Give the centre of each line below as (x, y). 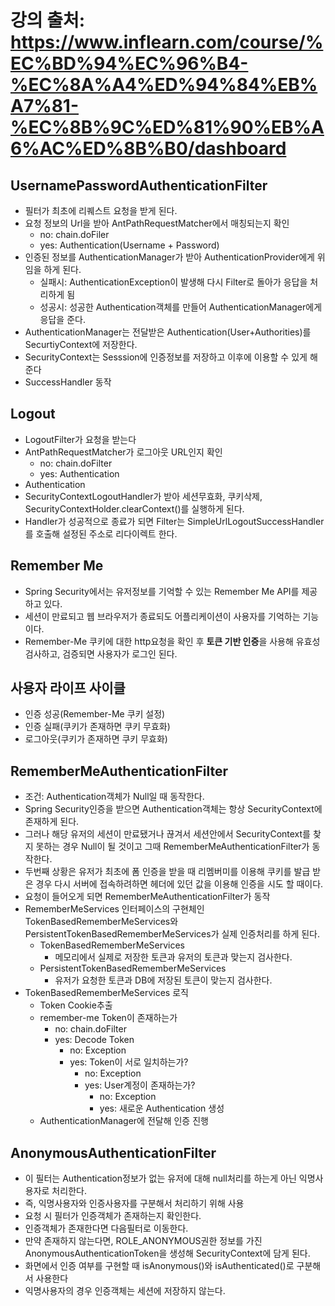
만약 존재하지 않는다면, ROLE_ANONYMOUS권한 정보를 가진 (143, 1241)
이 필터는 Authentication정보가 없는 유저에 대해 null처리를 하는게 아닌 (160, 1178)
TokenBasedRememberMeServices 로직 (106, 993)
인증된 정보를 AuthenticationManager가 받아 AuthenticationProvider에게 (169, 257)
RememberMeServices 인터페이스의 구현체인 (114, 909)
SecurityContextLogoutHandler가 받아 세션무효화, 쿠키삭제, (143, 496)
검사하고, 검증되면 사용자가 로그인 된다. (101, 653)
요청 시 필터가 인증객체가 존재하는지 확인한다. (113, 1216)
